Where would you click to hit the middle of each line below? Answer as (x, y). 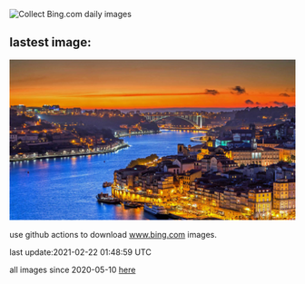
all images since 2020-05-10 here (73, 270)
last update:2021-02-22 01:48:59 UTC (80, 252)
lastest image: (50, 42)
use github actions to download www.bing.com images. (113, 235)
